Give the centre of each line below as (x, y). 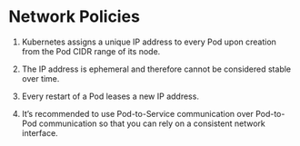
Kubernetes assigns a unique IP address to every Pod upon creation (149, 42)
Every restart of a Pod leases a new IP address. (110, 96)
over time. (40, 78)
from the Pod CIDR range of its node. (91, 51)
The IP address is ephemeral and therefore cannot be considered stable (156, 69)
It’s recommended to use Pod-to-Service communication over (137, 113)
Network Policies (74, 17)
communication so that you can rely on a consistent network (152, 123)
